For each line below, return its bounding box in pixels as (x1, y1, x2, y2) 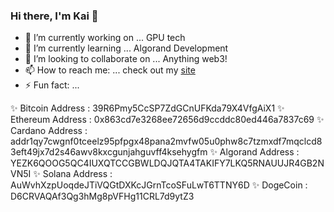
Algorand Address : (219, 146, 300, 158)
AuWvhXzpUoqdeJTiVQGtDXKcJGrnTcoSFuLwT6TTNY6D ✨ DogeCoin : (10, 179, 308, 191)
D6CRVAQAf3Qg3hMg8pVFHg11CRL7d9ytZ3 (10, 190, 195, 203)
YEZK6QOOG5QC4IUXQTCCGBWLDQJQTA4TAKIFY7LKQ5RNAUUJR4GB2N (10, 157, 325, 169)
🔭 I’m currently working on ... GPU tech (24, 32, 186, 44)
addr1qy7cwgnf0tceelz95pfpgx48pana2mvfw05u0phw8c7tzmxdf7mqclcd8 (10, 135, 323, 148)
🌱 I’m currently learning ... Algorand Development (24, 42, 229, 54)
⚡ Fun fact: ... (24, 79, 80, 91)
